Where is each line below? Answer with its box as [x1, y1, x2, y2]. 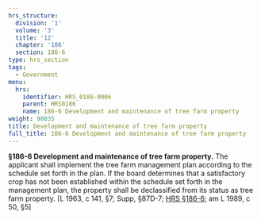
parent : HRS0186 [22, 100, 77, 108]
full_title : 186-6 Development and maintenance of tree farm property [8, 129, 247, 137]
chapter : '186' [15, 41, 66, 49]
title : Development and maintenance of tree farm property [8, 122, 208, 130]
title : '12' [15, 33, 56, 42]
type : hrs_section [8, 56, 69, 64]
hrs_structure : [8, 11, 59, 20]
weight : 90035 [8, 115, 56, 123]
